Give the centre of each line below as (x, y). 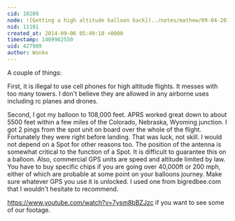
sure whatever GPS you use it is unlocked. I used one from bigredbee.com (114, 181)
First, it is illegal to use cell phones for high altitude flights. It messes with (113, 86)
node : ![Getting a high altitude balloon (69, 20)
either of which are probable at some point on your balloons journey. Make (115, 174)
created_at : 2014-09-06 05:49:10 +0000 (65, 33)
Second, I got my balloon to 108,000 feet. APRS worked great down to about (117, 114)
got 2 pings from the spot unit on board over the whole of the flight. (104, 129)
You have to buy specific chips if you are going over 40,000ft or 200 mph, (114, 166)
